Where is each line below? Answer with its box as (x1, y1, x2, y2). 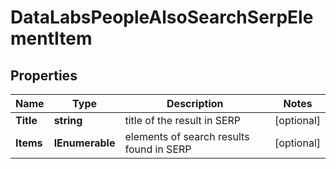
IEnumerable (53, 136, 116, 150)
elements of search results (124, 130, 250, 143)
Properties (10, 67, 78, 84)
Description (166, 97, 224, 110)
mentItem (10, 27, 93, 50)
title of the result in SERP (124, 114, 242, 127)
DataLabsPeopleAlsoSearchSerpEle (10, 6, 314, 29)
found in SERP (124, 142, 192, 156)
